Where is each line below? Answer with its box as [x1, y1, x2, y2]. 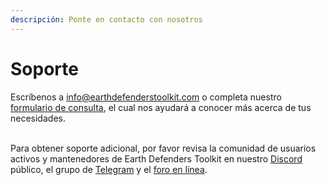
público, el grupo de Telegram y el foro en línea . [10, 163, 208, 175]
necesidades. [10, 112, 66, 124]
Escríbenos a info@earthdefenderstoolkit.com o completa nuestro [10, 91, 282, 103]
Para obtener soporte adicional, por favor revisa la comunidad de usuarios [10, 142, 317, 154]
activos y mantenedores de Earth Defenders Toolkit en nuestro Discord [10, 152, 303, 165]
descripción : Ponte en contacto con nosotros [10, 14, 203, 25]
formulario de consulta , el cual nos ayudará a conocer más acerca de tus [10, 101, 312, 113]
